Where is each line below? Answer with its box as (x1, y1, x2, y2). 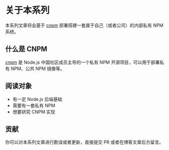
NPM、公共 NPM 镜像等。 (11, 65, 65, 71)
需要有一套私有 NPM (12, 102, 55, 109)
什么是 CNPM (5, 45, 47, 54)
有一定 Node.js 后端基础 (12, 96, 63, 102)
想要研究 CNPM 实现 (12, 109, 55, 115)
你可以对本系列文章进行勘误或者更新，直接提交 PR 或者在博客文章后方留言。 (5, 139, 164, 145)
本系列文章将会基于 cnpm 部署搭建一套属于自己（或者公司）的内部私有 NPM (5, 22, 164, 28)
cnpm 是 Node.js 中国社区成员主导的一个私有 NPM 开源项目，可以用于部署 (5, 59, 160, 65)
